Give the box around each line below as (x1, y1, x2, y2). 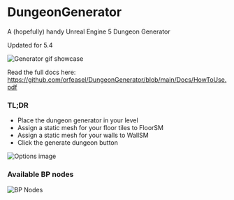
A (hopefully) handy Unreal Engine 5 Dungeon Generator (7, 27, 170, 36)
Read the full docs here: (7, 68, 76, 76)
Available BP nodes (7, 169, 74, 179)
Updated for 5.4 (7, 41, 53, 49)
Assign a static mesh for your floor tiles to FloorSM (17, 124, 164, 132)
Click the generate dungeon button (17, 138, 119, 147)
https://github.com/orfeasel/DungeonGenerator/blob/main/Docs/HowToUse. (7, 75, 227, 84)
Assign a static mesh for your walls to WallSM (17, 131, 149, 140)
